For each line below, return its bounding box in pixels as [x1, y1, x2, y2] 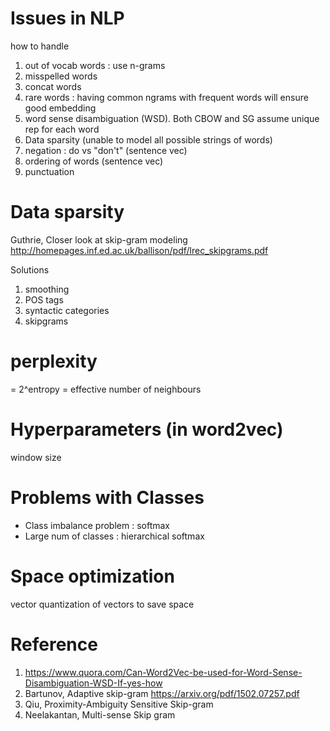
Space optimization [10, 565, 175, 587]
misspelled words [24, 70, 98, 82]
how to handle [10, 40, 70, 52]
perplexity [10, 350, 98, 373]
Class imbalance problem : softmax [24, 519, 170, 531]
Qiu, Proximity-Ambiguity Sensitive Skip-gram [24, 698, 214, 710]
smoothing [24, 283, 70, 295]
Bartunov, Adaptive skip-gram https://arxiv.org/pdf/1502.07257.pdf [24, 687, 300, 699]
